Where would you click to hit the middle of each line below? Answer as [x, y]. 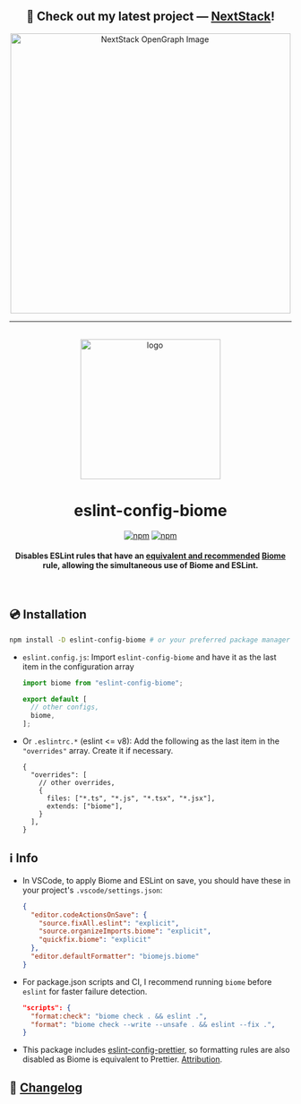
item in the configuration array [78, 666]
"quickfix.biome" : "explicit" [95, 940]
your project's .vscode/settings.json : [92, 890]
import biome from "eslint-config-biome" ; [103, 683]
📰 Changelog [46, 1087]
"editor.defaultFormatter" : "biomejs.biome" [115, 957]
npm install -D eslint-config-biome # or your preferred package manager [150, 640]
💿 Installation [48, 615]
